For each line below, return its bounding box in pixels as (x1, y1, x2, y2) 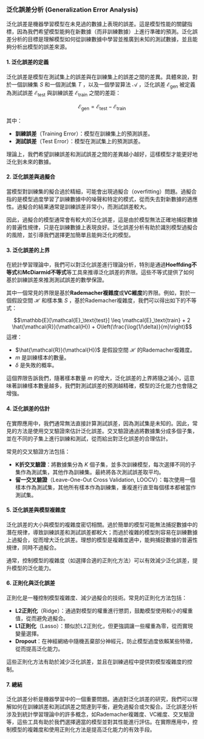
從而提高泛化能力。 (15, 645, 64, 652)
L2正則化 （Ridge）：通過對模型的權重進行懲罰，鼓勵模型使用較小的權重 (15, 607, 193, 614)
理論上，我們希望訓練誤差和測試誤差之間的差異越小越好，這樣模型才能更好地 (6, 150, 198, 158)
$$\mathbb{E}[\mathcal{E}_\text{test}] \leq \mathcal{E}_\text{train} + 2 (13, 317, 191, 324)
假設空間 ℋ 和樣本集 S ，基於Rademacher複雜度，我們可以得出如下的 (11, 297, 186, 304)
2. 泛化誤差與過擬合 (6, 173, 56, 180)
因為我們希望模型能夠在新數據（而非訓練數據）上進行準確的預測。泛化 (16, 28, 192, 35)
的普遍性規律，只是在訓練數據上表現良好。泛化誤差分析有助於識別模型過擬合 (6, 224, 198, 231)
